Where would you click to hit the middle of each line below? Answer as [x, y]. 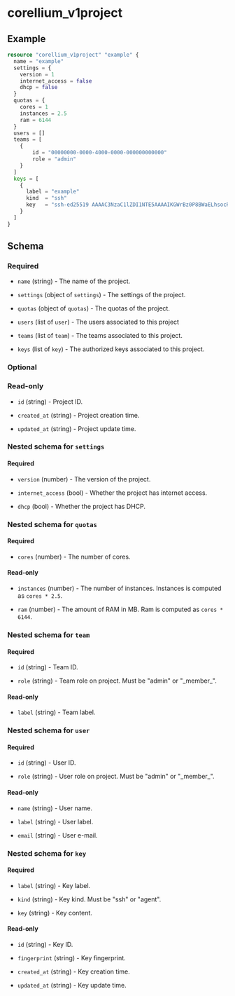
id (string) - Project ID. [50, 402]
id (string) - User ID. [47, 763]
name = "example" [39, 61]
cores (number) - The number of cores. [74, 557]
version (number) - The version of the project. [84, 479]
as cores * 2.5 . [40, 595]
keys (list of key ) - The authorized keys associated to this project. [111, 349]
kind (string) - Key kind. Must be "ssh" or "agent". [89, 899]
